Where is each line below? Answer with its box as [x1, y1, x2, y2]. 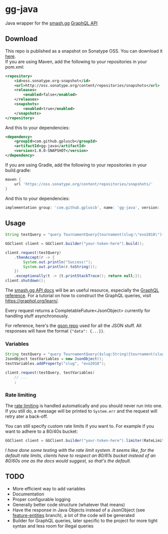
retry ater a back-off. [5, 413, 48, 419]
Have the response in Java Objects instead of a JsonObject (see [12, 507, 145, 513]
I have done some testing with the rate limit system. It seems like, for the [5, 447, 154, 453]
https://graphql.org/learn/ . [5, 298, 59, 304]
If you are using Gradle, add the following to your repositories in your [5, 162, 147, 168]
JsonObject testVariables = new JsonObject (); [5, 357, 104, 362]
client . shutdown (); [5, 278, 46, 284]
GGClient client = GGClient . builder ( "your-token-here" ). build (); [5, 241, 144, 246]
